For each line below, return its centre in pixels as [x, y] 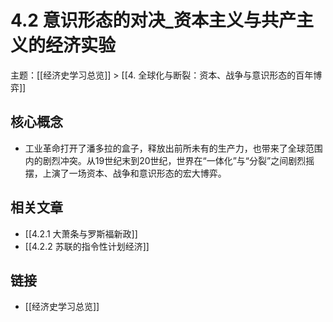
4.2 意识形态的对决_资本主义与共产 [153, 20]
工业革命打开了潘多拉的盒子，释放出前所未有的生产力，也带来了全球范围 [173, 148]
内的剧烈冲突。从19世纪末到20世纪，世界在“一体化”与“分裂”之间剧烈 [165, 160]
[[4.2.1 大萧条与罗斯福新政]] [81, 233]
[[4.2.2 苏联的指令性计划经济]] [87, 246]
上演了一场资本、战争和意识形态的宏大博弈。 [134, 173]
